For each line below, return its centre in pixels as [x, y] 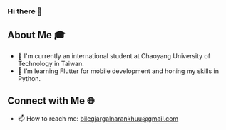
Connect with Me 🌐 [51, 101]
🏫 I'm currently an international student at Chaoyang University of [114, 55]
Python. [29, 78]
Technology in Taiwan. [51, 63]
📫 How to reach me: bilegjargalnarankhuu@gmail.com [98, 118]
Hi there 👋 [25, 11]
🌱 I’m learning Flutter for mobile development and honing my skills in [118, 71]
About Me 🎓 [36, 35]
